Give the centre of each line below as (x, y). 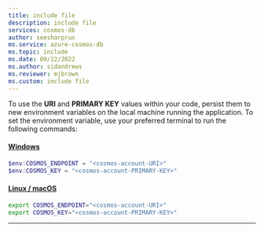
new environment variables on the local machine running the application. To (131, 112)
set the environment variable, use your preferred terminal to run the (117, 120)
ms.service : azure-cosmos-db (56, 45)
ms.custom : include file (49, 81)
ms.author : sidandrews (45, 67)
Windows (24, 147)
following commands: (43, 129)
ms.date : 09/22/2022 (42, 60)
